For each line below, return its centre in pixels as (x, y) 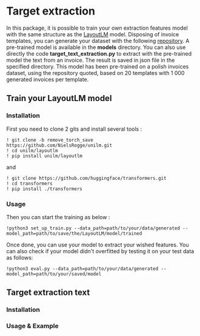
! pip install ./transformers (45, 189)
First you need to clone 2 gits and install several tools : (74, 129)
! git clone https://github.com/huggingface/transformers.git (86, 178)
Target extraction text (48, 293)
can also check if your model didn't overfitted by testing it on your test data (100, 251)
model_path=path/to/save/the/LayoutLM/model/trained (74, 233)
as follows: (20, 257)
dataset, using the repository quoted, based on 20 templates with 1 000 (95, 73)
